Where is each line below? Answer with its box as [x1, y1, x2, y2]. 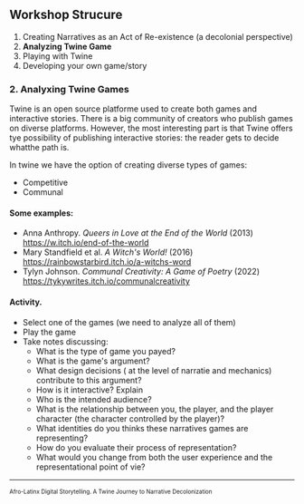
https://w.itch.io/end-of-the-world [22, 237, 149, 248]
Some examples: [9, 208, 74, 218]
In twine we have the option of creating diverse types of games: [9, 160, 247, 170]
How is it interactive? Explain [35, 384, 143, 395]
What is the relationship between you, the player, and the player [35, 403, 274, 414]
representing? [35, 432, 89, 443]
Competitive [22, 177, 69, 189]
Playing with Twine [22, 50, 93, 62]
